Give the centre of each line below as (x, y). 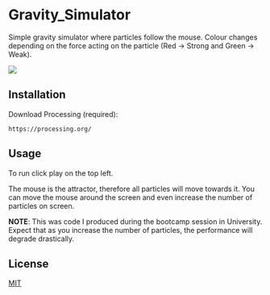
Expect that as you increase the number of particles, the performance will (131, 230)
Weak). (20, 54)
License (29, 264)
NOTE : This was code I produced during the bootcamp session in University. (135, 221)
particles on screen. (42, 206)
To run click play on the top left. (61, 173)
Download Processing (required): (63, 114)
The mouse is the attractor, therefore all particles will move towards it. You (132, 189)
